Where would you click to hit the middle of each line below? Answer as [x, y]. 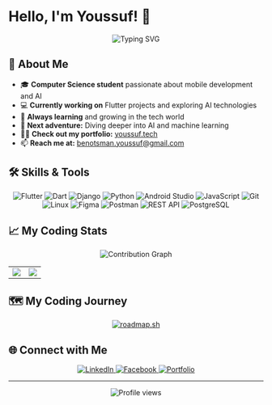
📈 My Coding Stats [58, 231]
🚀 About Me [38, 64]
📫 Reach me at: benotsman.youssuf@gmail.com [102, 143]
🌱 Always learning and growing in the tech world [102, 116]
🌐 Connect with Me [58, 350]
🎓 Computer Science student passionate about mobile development [136, 84]
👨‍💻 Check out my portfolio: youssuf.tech [89, 133]
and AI [31, 95]
